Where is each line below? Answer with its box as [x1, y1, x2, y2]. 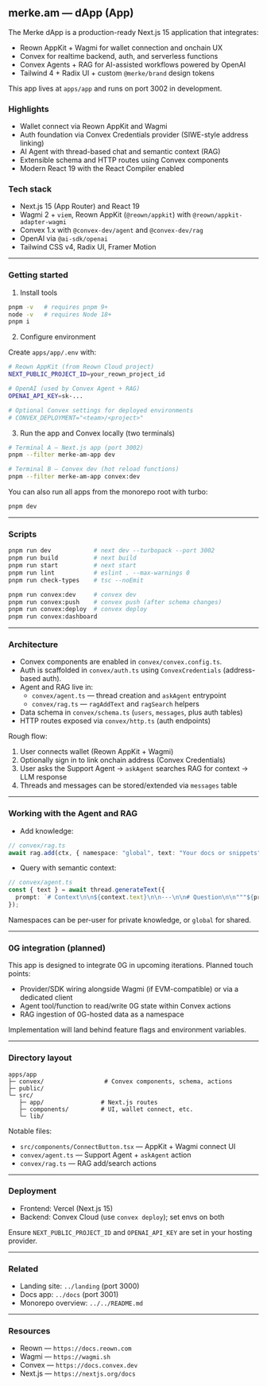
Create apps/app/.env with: [8, 347, 97, 357]
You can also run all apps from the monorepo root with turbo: [8, 487, 208, 497]
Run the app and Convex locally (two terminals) [19, 428, 176, 438]
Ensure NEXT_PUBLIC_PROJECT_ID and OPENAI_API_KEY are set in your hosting [8, 1227, 253, 1237]
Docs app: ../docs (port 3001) [19, 1290, 119, 1299]
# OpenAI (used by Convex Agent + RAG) [8, 385, 141, 393]
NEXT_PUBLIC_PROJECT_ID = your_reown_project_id [8, 370, 165, 378]
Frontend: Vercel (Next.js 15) [19, 1203, 114, 1213]
